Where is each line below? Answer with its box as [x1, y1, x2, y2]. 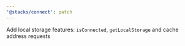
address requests [6, 32, 51, 40]
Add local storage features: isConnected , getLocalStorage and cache [6, 26, 179, 33]
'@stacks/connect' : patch [6, 9, 72, 15]
